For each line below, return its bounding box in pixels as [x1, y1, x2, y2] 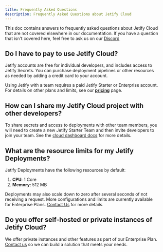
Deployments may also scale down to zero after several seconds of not [5, 191, 147, 197]
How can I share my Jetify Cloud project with [5, 101, 144, 110]
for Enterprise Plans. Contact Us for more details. [5, 201, 104, 207]
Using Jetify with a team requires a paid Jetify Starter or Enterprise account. [5, 82, 158, 88]
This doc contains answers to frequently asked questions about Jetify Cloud [5, 25, 158, 31]
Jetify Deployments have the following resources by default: [5, 167, 126, 173]
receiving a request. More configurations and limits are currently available [5, 196, 153, 202]
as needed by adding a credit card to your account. [5, 73, 108, 78]
